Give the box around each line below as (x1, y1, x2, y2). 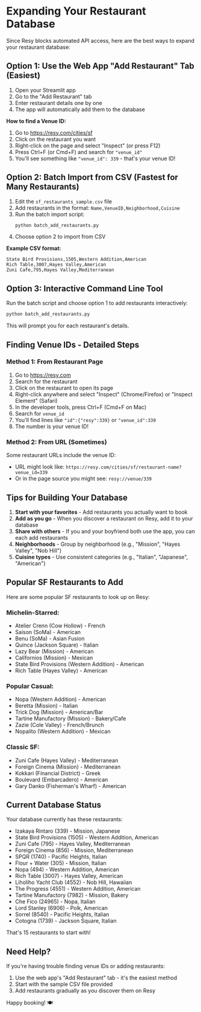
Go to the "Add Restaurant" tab (14, 92, 92, 100)
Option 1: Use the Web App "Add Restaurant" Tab (6, 61, 194, 71)
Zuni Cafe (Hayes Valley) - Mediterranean (14, 757, 119, 764)
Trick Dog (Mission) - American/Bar (14, 708, 104, 716)
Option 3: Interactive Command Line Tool (6, 283, 164, 293)
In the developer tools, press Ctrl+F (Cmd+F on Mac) (14, 403, 146, 411)
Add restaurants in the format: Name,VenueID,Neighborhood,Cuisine (14, 204, 181, 211)
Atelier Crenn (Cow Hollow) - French (14, 622, 105, 629)
